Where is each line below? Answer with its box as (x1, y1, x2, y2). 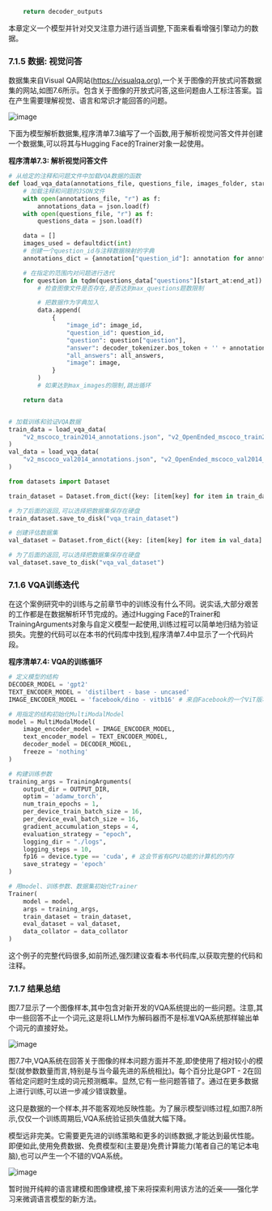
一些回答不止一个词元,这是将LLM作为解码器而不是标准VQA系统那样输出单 (15, 1013, 260, 1023)
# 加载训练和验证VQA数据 (8, 418, 81, 426)
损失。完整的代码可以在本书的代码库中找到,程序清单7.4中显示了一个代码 (8, 630, 248, 639)
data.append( (37, 306, 82, 315)
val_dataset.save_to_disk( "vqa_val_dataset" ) (8, 559, 164, 567)
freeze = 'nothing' (23, 748, 89, 756)
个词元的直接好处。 (8, 1023, 73, 1033)
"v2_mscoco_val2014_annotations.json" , (23, 456, 158, 464)
